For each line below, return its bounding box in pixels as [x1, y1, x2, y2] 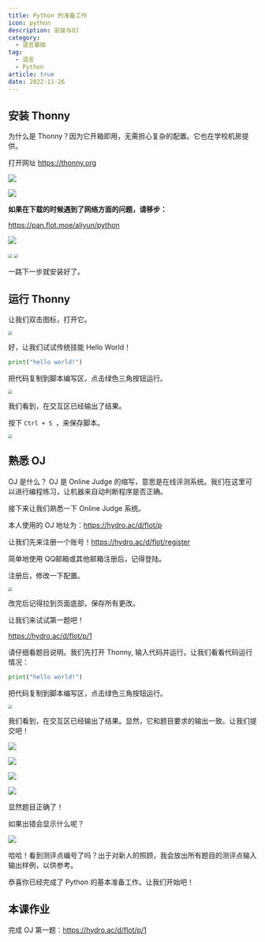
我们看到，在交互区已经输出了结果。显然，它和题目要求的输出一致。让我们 [8, 716, 250, 725]
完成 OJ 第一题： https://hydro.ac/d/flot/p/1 [8, 925, 147, 934]
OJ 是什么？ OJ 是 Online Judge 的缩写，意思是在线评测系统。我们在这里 [8, 476, 246, 486]
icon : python [8, 19, 51, 27]
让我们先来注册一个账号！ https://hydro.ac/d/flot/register [8, 537, 191, 547]
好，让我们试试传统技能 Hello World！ [8, 342, 132, 352]
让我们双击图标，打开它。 [8, 315, 91, 324]
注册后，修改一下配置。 [8, 570, 84, 580]
